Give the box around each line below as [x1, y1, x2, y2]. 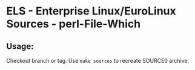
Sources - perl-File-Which [6, 17, 141, 31]
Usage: [6, 41, 35, 51]
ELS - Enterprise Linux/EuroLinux [6, 4, 177, 18]
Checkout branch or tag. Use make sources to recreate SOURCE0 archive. [6, 57, 190, 64]
